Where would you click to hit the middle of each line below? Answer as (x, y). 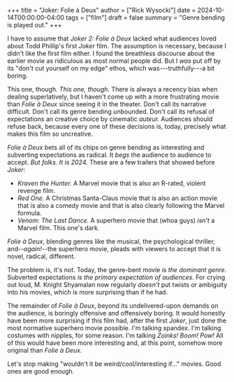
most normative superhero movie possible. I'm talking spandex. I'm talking (114, 328)
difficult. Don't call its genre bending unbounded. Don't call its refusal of (111, 112)
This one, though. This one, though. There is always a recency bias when (112, 89)
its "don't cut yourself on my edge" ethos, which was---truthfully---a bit (111, 68)
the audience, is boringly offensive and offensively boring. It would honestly (116, 313)
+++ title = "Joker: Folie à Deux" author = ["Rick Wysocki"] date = (102, 10)
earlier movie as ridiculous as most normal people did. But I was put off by (114, 61)
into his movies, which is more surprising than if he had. (88, 292)
